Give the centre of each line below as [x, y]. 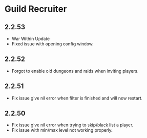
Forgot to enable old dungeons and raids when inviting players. [75, 71]
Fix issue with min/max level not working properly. [62, 130]
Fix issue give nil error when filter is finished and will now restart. [77, 98]
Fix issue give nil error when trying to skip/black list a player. [73, 125]
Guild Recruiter [36, 9]
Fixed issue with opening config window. [52, 44]
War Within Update [31, 39]
